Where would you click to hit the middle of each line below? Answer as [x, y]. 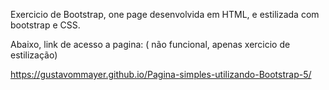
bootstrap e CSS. [45, 25]
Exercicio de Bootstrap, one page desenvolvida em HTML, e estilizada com [165, 14]
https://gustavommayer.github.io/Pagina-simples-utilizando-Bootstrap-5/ [161, 74]
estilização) [34, 55]
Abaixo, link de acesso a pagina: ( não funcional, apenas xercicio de [150, 44]
